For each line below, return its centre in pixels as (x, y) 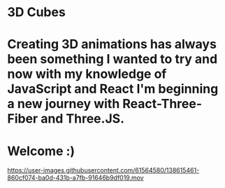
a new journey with (64, 104)
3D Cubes (37, 12)
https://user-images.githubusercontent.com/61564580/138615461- (103, 170)
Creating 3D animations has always (112, 45)
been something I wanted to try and (112, 59)
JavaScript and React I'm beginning (113, 89)
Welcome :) (41, 151)
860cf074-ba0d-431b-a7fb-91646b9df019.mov (76, 178)
